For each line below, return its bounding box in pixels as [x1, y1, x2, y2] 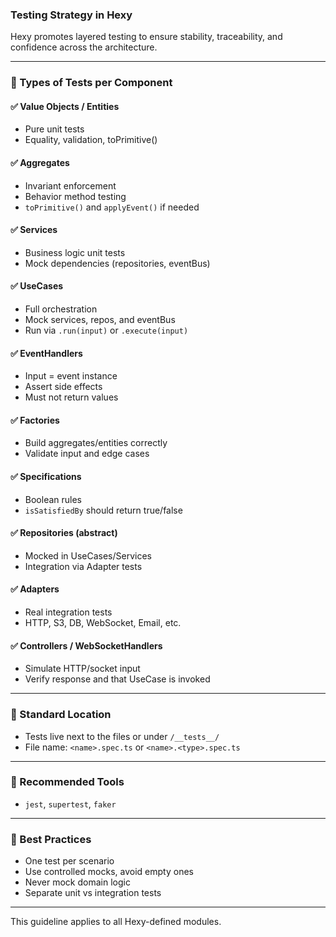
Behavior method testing [24, 190, 127, 202]
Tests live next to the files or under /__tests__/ [24, 730, 220, 742]
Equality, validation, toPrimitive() [24, 134, 158, 146]
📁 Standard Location [10, 708, 112, 722]
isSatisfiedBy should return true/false [24, 504, 183, 516]
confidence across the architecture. [10, 41, 158, 53]
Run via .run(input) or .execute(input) [24, 324, 189, 337]
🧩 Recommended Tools [10, 775, 125, 789]
